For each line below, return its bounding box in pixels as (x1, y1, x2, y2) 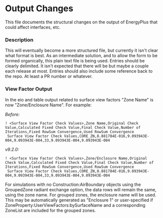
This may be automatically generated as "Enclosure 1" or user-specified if (5, 197, 153, 203)
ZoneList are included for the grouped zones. (5, 207, 96, 213)
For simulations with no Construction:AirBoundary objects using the (5, 181, 141, 187)
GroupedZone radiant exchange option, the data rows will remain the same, (5, 186, 157, 193)
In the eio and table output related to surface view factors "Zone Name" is (5, 97, 154, 102)
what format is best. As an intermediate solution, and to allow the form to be (5, 53, 158, 59)
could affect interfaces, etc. (5, 24, 61, 30)
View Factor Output (5, 86, 53, 93)
